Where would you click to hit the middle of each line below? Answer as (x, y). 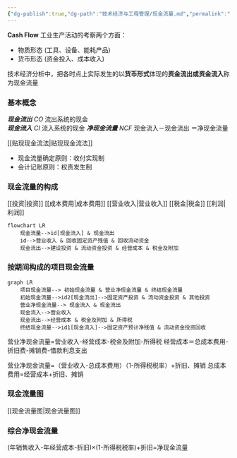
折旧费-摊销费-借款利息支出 (47, 350)
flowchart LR (26, 226)
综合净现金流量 (33, 430)
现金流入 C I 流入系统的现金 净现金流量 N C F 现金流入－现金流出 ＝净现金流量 (118, 128)
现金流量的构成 (33, 186)
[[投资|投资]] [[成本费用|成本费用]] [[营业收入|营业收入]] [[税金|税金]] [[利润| (116, 204)
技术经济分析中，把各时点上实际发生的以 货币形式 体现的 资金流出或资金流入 (115, 73)
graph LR (20, 282)
